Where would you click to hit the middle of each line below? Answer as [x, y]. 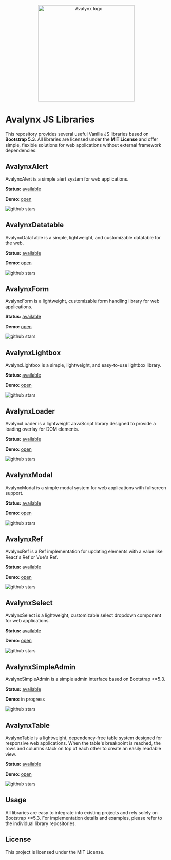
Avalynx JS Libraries [50, 120]
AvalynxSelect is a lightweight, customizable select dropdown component [83, 615]
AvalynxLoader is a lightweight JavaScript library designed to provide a [81, 424]
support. [14, 493]
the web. [15, 243]
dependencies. [21, 150]
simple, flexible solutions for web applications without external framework [83, 145]
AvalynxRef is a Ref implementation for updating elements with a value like [84, 551]
